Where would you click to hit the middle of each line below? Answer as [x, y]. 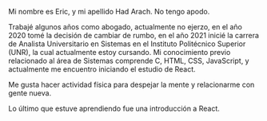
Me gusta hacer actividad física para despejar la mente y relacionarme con [132, 84]
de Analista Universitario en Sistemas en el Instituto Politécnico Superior [127, 44]
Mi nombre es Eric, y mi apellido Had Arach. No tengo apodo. [109, 12]
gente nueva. [30, 93]
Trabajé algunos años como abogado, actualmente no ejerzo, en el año [125, 27]
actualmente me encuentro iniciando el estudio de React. [102, 69]
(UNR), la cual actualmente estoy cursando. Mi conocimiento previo [120, 52]
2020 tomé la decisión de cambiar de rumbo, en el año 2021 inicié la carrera [134, 35]
